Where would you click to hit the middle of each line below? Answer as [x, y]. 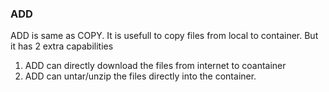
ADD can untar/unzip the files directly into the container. [140, 76]
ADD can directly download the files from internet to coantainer [155, 66]
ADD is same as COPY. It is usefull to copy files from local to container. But [164, 36]
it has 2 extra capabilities [62, 46]
